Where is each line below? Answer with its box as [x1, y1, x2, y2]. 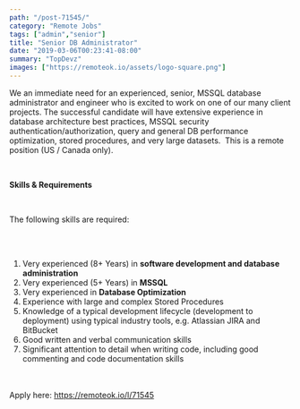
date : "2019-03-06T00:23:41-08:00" [9, 47, 142, 55]
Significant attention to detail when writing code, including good [21, 344, 259, 354]
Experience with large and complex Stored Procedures [21, 296, 224, 307]
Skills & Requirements [9, 179, 92, 190]
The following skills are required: [9, 214, 130, 225]
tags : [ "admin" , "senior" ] [9, 30, 106, 38]
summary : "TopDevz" [9, 55, 82, 64]
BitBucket [21, 324, 58, 336]
